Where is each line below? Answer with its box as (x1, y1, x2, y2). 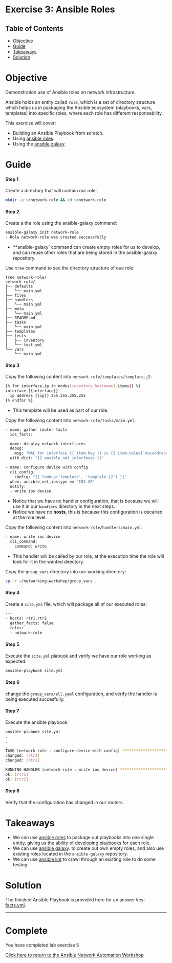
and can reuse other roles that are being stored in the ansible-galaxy (12, 249, 158, 256)
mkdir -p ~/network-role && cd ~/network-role (5, 197, 106, 203)
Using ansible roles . (12, 135, 55, 141)
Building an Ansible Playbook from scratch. (12, 130, 104, 136)
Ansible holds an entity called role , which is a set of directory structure (5, 99, 156, 105)
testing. (12, 861, 29, 867)
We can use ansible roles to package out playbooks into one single (12, 834, 154, 840)
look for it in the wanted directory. (12, 558, 84, 565)
